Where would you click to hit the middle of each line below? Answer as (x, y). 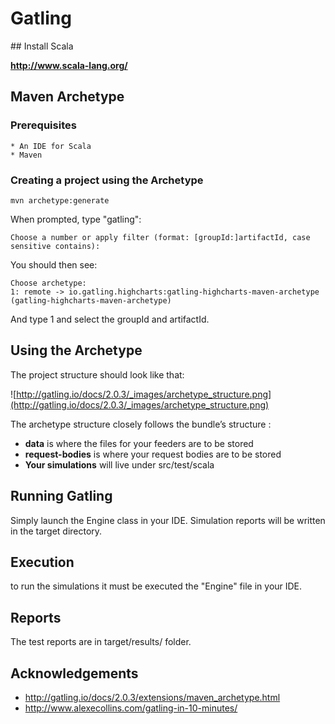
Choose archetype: (48, 283)
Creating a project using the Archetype (107, 180)
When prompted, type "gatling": (76, 219)
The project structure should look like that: (97, 374)
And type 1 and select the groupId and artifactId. (110, 319)
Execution (42, 562)
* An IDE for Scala (51, 146)
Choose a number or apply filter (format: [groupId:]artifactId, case (160, 237)
